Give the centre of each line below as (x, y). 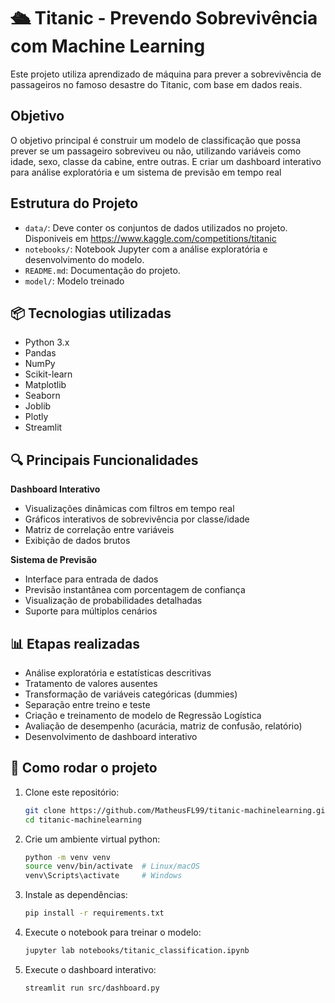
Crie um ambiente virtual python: (92, 839)
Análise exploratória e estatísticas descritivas (118, 673)
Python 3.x (47, 342)
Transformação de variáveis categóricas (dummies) (131, 694)
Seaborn (42, 396)
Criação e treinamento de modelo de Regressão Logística (143, 715)
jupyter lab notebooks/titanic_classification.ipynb (137, 951)
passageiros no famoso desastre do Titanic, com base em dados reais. (156, 84)
